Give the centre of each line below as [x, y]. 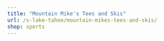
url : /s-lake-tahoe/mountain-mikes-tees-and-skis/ [82, 20]
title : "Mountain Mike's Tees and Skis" [67, 14]
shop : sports [26, 26]
